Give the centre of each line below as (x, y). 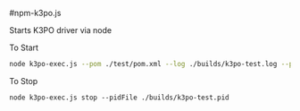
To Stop (24, 81)
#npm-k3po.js (35, 13)
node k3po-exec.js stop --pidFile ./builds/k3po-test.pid (119, 98)
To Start (24, 47)
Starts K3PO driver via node (61, 30)
